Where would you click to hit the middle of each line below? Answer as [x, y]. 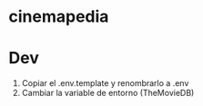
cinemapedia [59, 17]
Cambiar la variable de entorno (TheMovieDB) [108, 93]
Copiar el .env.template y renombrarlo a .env [105, 83]
